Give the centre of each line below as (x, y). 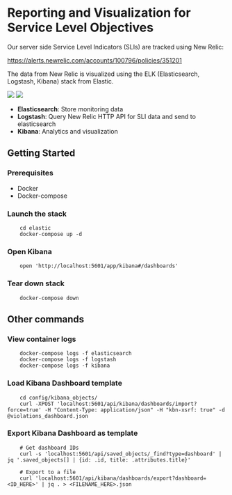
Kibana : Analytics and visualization (67, 131)
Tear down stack (36, 283)
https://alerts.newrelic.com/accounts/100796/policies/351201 (95, 60)
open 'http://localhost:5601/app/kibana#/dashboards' (99, 266)
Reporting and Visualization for (99, 13)
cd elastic (35, 228)
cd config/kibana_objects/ (59, 398)
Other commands (46, 319)
